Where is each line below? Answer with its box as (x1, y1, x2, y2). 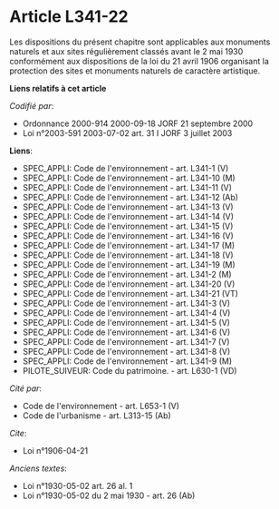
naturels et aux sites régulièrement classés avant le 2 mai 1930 (9, 45, 244, 56)
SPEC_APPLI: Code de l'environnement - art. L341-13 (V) (22, 201, 234, 212)
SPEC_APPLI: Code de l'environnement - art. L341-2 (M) (22, 269, 233, 279)
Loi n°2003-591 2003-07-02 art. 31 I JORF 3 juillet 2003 (22, 127, 233, 138)
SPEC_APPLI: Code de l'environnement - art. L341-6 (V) (22, 327, 231, 338)
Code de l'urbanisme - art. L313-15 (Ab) (22, 410, 172, 421)
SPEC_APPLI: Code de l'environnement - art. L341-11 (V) (22, 181, 233, 192)
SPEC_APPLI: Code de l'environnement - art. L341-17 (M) (22, 240, 236, 250)
